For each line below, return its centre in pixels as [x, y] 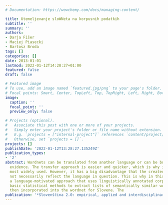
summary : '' [17, 28]
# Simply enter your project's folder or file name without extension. [84, 130]
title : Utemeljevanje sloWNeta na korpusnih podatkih [62, 19]
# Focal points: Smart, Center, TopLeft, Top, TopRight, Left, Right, [80, 93]
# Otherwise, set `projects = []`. [44, 139]
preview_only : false [31, 111]
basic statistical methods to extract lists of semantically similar [83, 185]
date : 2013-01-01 [23, 60]
